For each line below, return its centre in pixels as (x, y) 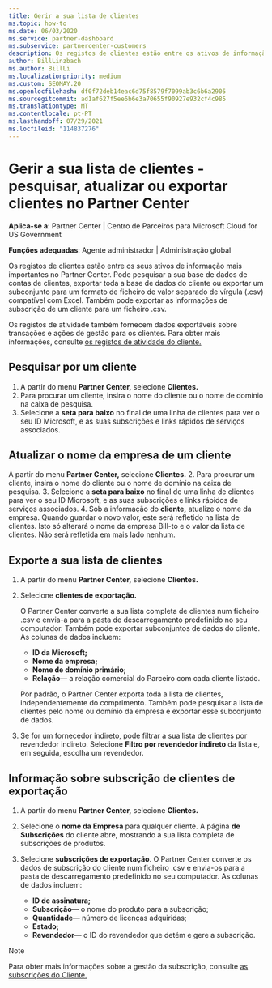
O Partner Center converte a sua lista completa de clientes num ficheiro (140, 611)
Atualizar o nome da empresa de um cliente (120, 455)
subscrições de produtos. (63, 843)
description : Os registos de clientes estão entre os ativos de (119, 53)
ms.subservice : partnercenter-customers (78, 46)
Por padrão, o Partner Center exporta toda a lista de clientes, (122, 694)
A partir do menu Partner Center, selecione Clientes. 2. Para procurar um (132, 475)
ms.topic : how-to (38, 23)
